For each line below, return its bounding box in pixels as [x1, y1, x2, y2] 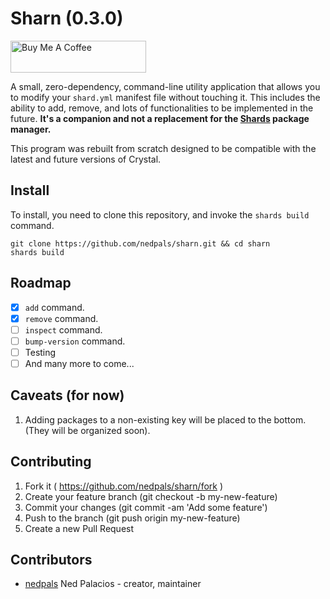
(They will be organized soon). [24, 424, 151, 436]
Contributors [10, 551, 93, 568]
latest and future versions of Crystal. [10, 153, 162, 165]
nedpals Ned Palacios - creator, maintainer [24, 578, 202, 590]
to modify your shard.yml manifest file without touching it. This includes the [10, 91, 321, 103]
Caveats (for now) [10, 387, 125, 404]
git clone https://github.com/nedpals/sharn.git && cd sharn [10, 238, 271, 249]
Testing [24, 346, 57, 358]
